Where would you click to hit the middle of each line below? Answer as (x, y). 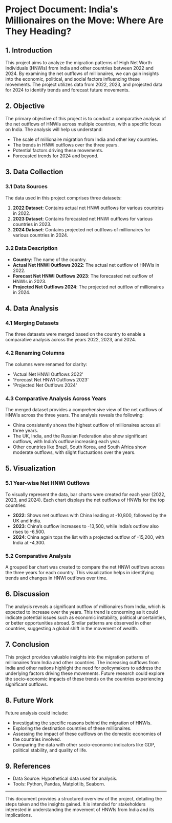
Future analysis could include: (37, 712)
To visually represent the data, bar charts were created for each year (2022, (85, 494)
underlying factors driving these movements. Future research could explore (85, 673)
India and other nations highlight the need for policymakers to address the (83, 668)
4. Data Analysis (32, 309)
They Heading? (38, 31)
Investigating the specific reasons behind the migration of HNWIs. (82, 723)
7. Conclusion (27, 644)
